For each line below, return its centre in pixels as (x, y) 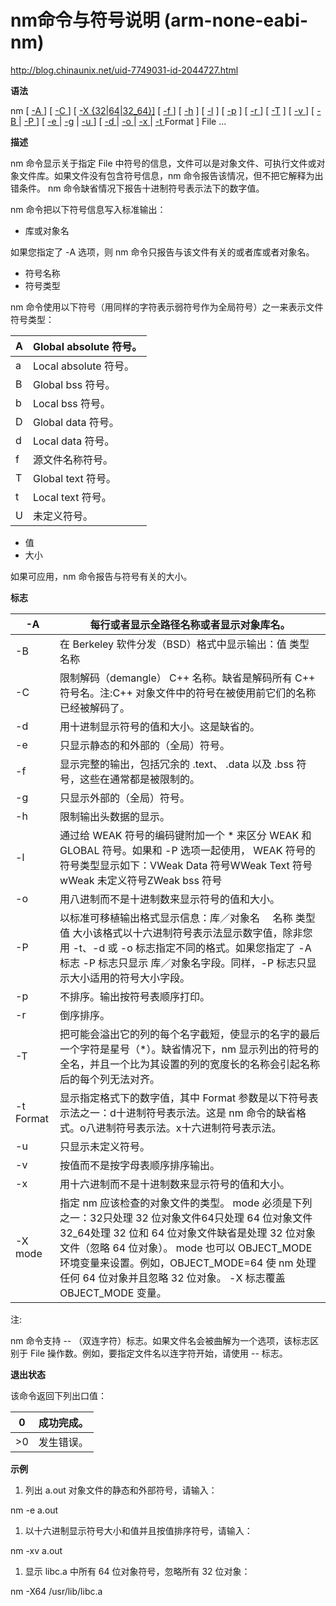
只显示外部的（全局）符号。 (125, 798)
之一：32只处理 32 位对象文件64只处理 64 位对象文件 (186, 1218)
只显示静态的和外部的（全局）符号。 (145, 745)
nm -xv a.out (36, 1550)
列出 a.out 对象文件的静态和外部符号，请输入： (121, 1490)
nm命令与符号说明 (85, 20)
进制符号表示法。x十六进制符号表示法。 (188, 1128)
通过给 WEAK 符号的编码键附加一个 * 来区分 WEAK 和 (185, 835)
